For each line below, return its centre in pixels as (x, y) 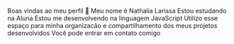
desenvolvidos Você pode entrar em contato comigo (84, 33)
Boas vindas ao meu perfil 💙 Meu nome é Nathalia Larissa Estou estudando (117, 11)
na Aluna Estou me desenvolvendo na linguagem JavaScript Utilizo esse (113, 18)
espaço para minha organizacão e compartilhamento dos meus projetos (112, 25)
